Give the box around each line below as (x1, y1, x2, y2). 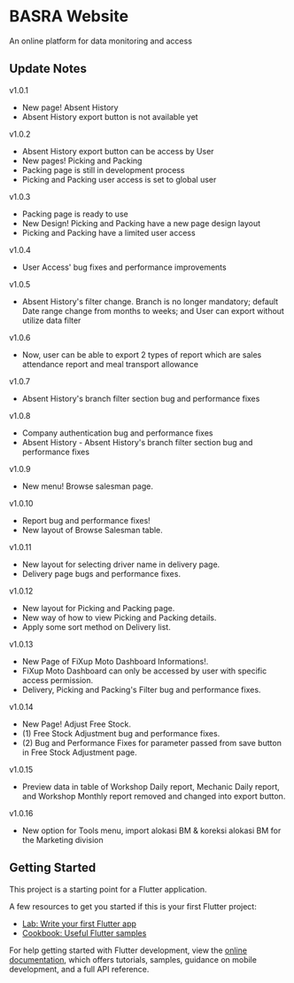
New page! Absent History (21, 102, 119, 113)
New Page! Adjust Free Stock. (21, 719, 131, 729)
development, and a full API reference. (9, 963, 150, 974)
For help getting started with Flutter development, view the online (9, 945, 248, 955)
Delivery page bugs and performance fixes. (21, 568, 182, 578)
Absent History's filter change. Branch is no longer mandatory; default (21, 295, 279, 307)
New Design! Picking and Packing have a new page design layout (21, 217, 261, 228)
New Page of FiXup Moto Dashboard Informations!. (21, 656, 209, 666)
